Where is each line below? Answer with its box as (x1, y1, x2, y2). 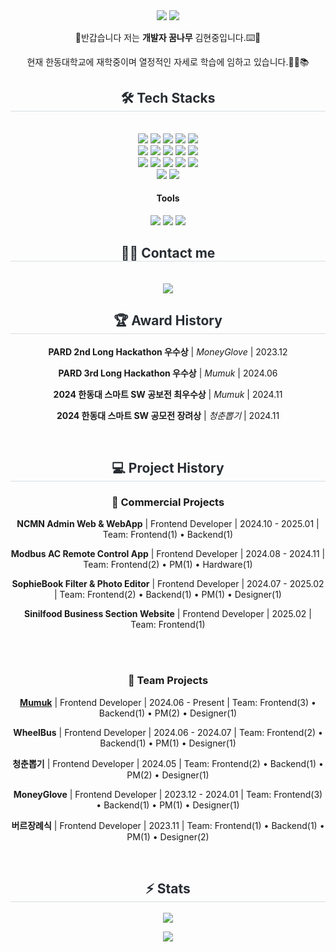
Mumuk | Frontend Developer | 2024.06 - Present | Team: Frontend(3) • (19, 696, 317, 708)
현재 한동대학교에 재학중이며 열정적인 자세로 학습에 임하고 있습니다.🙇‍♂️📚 (26, 56, 310, 68)
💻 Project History (111, 460, 225, 477)
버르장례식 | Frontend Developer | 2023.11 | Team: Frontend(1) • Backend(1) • (11, 819, 325, 831)
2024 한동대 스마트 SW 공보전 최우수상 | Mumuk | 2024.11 (53, 388, 283, 400)
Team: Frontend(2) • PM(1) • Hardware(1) (83, 559, 253, 571)
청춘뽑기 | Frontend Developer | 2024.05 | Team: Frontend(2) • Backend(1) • (12, 757, 324, 769)
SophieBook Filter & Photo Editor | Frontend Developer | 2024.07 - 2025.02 (11, 578, 325, 590)
